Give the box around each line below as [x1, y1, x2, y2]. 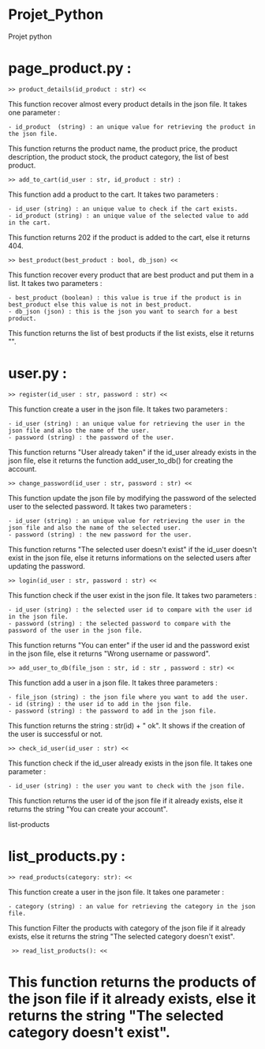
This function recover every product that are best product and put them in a [8, 270, 254, 280]
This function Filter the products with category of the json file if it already [8, 923, 246, 933]
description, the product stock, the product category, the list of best [8, 152, 229, 161]
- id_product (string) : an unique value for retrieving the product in [8, 122, 256, 131]
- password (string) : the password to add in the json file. [8, 707, 217, 715]
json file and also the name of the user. [8, 427, 150, 434]
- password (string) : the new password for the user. [8, 531, 192, 539]
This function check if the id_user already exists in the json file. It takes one [8, 758, 252, 768]
